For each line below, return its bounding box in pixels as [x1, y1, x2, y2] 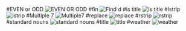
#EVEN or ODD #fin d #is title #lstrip [6, 6, 181, 13]
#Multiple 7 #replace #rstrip [26, 12, 152, 19]
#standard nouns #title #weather [6, 18, 151, 25]
